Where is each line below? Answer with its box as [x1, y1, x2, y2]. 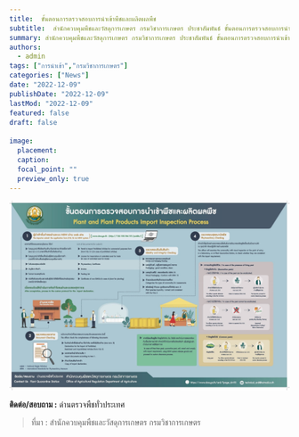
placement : [17, 146, 58, 155]
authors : [9, 43, 42, 52]
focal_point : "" [17, 165, 77, 174]
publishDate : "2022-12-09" [9, 89, 109, 98]
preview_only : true [17, 174, 90, 183]
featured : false [9, 108, 69, 118]
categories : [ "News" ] [9, 71, 90, 80]
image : [9, 136, 34, 146]
